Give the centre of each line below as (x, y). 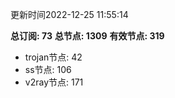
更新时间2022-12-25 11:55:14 (69, 14)
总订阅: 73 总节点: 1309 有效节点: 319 (87, 36)
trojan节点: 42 (53, 57)
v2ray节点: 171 (54, 82)
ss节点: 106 (48, 69)
